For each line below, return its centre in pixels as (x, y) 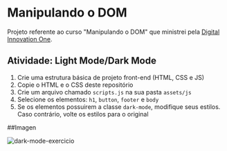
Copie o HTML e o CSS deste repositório (75, 85)
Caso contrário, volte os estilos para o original (83, 114)
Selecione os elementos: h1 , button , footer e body (88, 99)
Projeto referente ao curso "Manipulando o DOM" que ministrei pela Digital (113, 32)
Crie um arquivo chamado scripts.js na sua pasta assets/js (104, 92)
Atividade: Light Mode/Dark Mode (82, 61)
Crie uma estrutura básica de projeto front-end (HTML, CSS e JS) (111, 77)
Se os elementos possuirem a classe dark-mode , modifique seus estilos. (119, 107)
